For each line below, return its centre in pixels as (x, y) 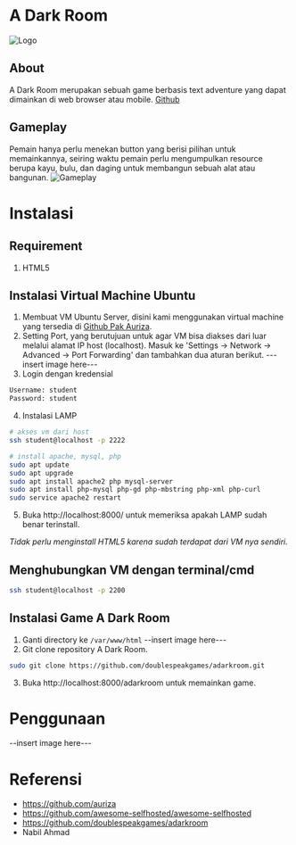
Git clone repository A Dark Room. (85, 649)
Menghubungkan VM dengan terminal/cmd (132, 570)
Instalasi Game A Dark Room (90, 618)
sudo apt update (39, 465)
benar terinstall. (51, 525)
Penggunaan (58, 718)
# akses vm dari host (49, 432)
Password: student (43, 399)
